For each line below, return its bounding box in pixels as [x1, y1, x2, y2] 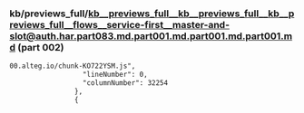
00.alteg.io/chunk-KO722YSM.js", [9, 61, 136, 71]
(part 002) [17, 41, 65, 53]
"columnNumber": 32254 [82, 79, 169, 88]
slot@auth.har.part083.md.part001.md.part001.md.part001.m [9, 30, 293, 42]
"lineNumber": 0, [82, 71, 148, 80]
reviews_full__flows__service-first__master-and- [9, 18, 230, 31]
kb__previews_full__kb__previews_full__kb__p [87, 7, 295, 20]
